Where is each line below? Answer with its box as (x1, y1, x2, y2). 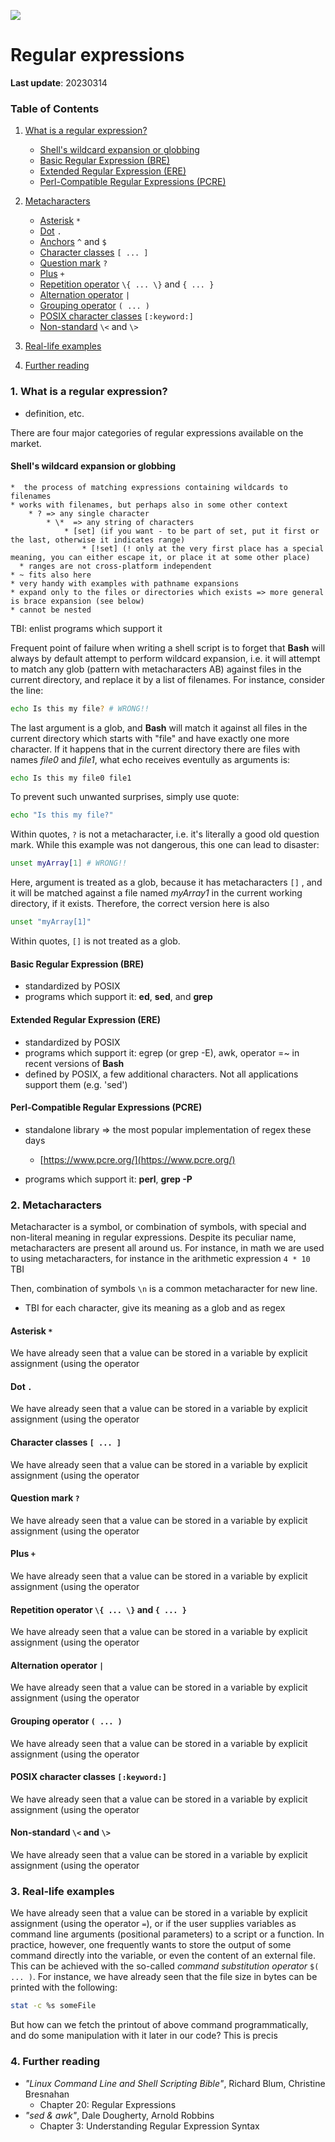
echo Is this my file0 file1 (10, 773, 132, 783)
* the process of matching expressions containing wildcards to (10, 482, 288, 492)
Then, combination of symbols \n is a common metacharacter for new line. (10, 1283, 318, 1295)
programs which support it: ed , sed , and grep (24, 991, 213, 1003)
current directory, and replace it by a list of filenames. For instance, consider (10, 673, 326, 685)
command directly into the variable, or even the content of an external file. (10, 1950, 316, 1962)
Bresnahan (24, 2088, 70, 2100)
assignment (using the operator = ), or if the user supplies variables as (10, 1918, 297, 1930)
